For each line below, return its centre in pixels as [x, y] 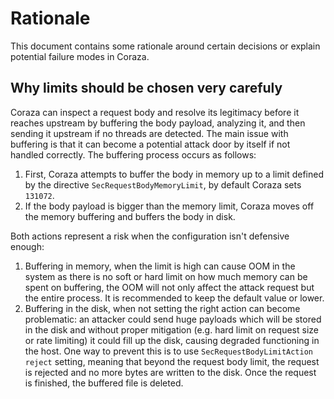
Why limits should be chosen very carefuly [146, 88]
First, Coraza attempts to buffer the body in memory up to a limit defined [174, 174]
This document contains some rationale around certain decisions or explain [165, 46]
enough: [27, 246]
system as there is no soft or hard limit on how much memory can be [166, 276]
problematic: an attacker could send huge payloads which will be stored [173, 319]
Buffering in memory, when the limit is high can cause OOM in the [160, 266]
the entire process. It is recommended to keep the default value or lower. [174, 298]
